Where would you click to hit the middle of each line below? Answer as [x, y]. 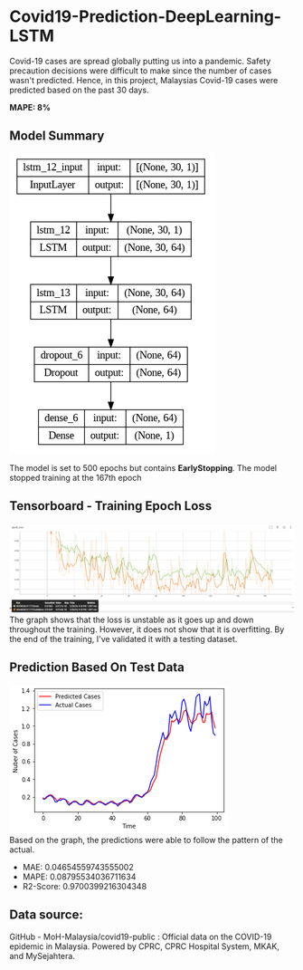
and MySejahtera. [42, 956]
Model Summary [57, 136]
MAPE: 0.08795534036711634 [79, 877]
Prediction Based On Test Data [97, 667]
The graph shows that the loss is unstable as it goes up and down [132, 620]
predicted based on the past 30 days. [79, 90]
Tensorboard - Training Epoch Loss [111, 506]
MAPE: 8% [30, 107]
